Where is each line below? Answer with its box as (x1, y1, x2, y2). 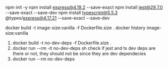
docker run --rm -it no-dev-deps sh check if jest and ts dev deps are (12, 45, 156, 51)
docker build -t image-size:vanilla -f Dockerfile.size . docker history (5, 25, 146, 31)
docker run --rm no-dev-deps (12, 56, 75, 62)
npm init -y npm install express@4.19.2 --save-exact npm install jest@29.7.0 (5, 5, 163, 10)
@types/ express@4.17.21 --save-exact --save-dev (5, 15, 110, 21)
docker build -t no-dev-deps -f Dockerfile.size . (12, 40, 112, 46)
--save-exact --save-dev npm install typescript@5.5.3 (5, 10, 118, 16)
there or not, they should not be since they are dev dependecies (12, 50, 146, 56)
